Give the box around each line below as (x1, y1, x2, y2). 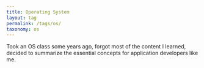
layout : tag (6, 15, 37, 21)
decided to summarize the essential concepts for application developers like (6, 50, 199, 57)
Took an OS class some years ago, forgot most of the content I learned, (6, 43, 186, 50)
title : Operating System (6, 9, 70, 15)
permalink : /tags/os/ (6, 20, 62, 26)
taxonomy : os (6, 26, 40, 32)
